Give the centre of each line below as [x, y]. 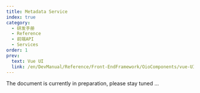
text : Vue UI [28, 61]
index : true [21, 17]
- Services [25, 45]
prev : [13, 56]
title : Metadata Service [37, 12]
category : [18, 23]
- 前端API [23, 39]
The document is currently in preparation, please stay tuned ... [83, 84]
